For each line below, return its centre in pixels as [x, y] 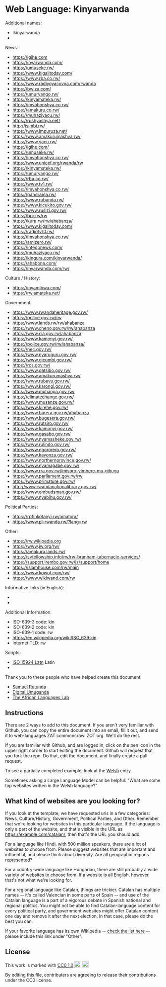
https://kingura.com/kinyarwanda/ [47, 258]
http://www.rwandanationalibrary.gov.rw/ [54, 486]
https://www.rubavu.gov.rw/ [41, 381]
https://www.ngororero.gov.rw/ [44, 449]
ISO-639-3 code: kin [33, 622]
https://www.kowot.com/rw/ [41, 572]
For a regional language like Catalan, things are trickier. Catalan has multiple [83, 890]
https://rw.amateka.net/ [36, 293]
